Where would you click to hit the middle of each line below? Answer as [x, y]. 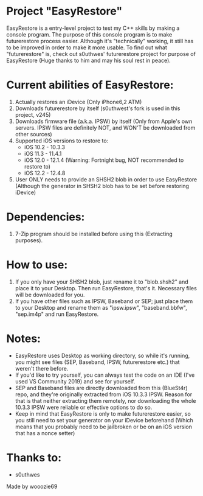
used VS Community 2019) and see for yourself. [75, 381]
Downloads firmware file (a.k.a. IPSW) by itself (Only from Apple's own [104, 121]
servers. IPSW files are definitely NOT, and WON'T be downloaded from [105, 127]
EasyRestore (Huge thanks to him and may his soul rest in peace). [89, 60]
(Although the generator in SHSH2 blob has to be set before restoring [102, 186]
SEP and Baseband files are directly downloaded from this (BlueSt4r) [101, 388]
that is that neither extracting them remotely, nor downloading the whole [105, 400]
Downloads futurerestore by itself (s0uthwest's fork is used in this [98, 108]
